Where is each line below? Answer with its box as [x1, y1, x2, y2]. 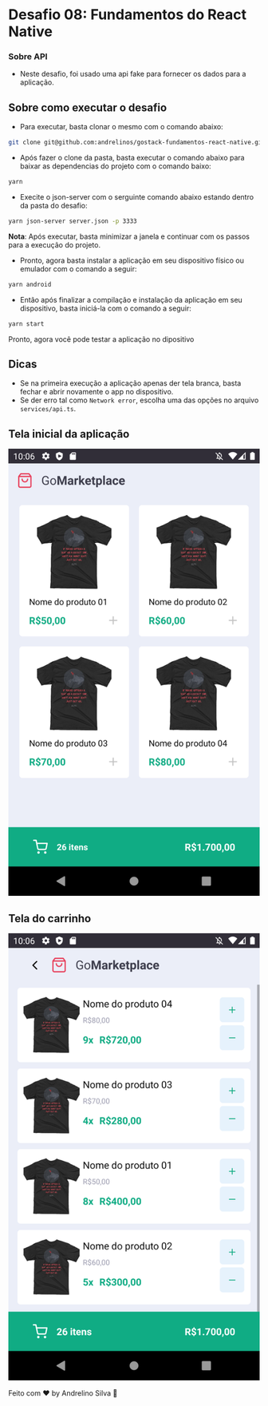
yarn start [8, 319, 45, 328]
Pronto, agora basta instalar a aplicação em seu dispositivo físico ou [19, 255, 245, 265]
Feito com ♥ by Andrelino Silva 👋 [8, 1388, 118, 1398]
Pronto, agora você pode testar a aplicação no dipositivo [8, 334, 195, 344]
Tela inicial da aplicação [8, 427, 130, 441]
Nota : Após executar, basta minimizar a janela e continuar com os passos [8, 232, 250, 241]
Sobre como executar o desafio [8, 101, 167, 114]
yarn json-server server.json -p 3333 [8, 217, 137, 225]
